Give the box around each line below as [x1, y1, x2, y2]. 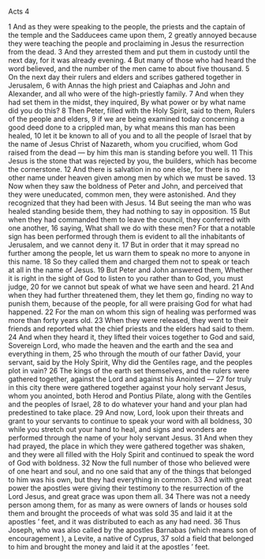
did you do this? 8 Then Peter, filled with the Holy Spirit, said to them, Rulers [8, 106, 256, 115]
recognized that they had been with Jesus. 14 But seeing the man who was [8, 198, 252, 208]
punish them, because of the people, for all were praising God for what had [8, 299, 252, 308]
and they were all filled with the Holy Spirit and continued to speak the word [8, 450, 255, 459]
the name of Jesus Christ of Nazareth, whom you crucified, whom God [8, 140, 238, 148]
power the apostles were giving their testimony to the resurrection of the [8, 483, 244, 493]
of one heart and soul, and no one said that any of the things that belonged [8, 467, 252, 476]
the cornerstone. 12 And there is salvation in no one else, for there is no [8, 165, 241, 174]
